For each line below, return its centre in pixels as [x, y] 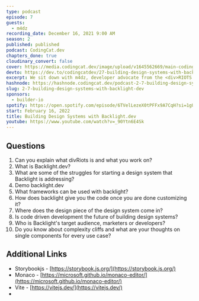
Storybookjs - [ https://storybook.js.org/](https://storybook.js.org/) [95, 268]
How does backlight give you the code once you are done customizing [101, 198]
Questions [26, 146]
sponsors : [18, 94]
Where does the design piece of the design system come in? [89, 210]
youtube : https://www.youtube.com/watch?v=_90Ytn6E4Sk [75, 122]
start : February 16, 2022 [38, 111]
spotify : [17, 105]
